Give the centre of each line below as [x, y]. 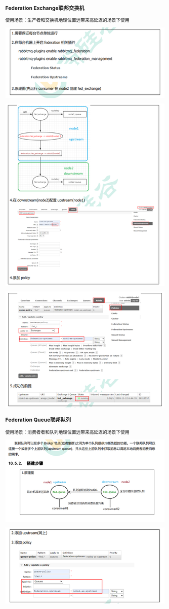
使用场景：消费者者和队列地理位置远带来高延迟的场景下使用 [67, 432]
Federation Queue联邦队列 [38, 420]
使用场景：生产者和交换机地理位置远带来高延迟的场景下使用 [67, 20]
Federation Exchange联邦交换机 [45, 8]
